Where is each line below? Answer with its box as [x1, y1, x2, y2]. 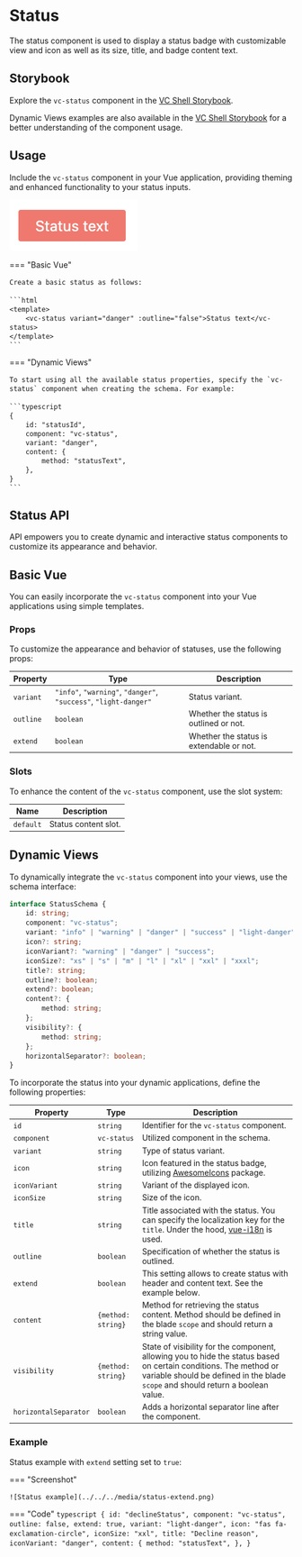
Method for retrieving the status [142, 1299, 260, 1311]
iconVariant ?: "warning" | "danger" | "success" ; [25, 947, 216, 956]
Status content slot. [49, 819, 121, 830]
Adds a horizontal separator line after [142, 1401, 280, 1412]
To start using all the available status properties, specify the [9, 375, 263, 384]
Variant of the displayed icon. [142, 1179, 250, 1190]
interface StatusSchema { [9, 899, 106, 908]
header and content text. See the [142, 1278, 263, 1288]
